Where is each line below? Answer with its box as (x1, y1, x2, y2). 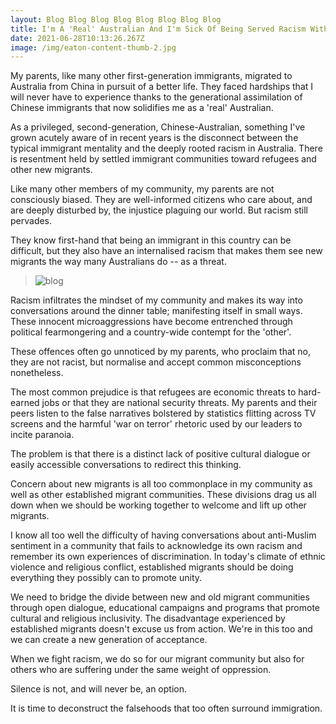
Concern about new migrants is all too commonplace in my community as (10, 478, 313, 490)
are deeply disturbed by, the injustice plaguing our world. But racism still (10, 204, 308, 216)
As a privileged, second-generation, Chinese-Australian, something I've (10, 121, 306, 133)
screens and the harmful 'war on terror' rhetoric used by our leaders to (10, 418, 303, 430)
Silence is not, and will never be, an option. (10, 683, 187, 695)
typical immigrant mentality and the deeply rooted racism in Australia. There (10, 142, 323, 155)
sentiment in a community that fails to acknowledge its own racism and (10, 540, 303, 552)
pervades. (10, 215, 53, 227)
